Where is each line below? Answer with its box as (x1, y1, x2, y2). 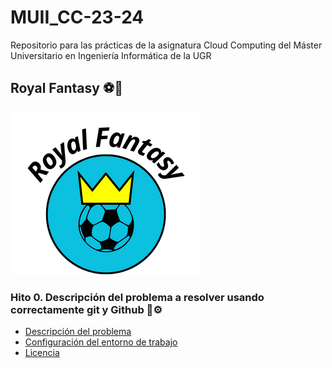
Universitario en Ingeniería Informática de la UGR (10, 49, 212, 61)
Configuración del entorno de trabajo (24, 336, 178, 348)
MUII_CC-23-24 (10, 6, 145, 29)
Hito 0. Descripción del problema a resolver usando (10, 290, 265, 304)
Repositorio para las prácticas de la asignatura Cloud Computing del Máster (10, 39, 323, 51)
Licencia (24, 347, 60, 359)
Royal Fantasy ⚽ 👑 (10, 80, 123, 97)
